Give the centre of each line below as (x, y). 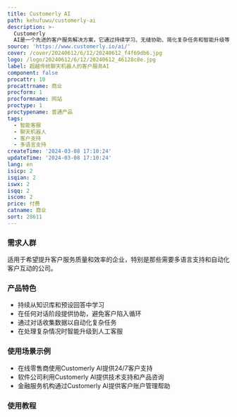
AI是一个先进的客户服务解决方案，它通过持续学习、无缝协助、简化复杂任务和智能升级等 (122, 40)
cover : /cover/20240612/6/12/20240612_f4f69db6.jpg (85, 54)
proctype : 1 (25, 106)
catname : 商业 (27, 211)
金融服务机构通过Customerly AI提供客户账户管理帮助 (94, 385)
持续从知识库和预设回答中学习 (61, 305)
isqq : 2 (19, 191)
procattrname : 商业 (35, 86)
